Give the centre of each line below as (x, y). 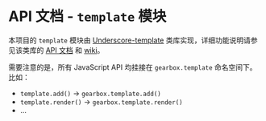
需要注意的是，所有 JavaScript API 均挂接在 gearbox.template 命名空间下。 (133, 67)
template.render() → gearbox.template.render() (101, 102)
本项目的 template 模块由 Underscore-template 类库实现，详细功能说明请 (130, 40)
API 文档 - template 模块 (87, 16)
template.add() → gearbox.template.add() (90, 93)
